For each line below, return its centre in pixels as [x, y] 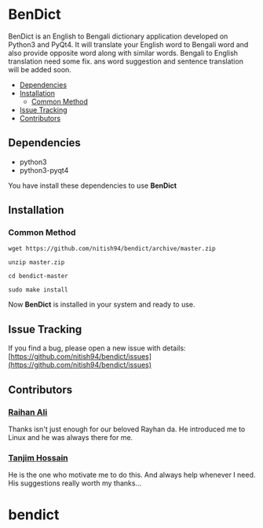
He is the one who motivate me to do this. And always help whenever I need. [132, 475]
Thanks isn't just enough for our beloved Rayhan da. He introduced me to [127, 429]
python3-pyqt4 [44, 170]
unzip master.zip [37, 262]
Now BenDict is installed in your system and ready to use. [102, 305]
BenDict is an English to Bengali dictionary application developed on [118, 36]
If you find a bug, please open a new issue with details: [97, 348]
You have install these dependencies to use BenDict [93, 185]
